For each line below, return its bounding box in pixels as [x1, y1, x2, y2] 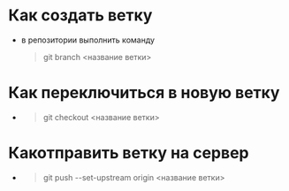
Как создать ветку [8, 5, 153, 26]
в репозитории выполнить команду [20, 34, 156, 45]
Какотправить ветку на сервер [8, 143, 249, 164]
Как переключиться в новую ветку [8, 83, 280, 103]
